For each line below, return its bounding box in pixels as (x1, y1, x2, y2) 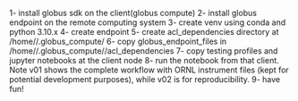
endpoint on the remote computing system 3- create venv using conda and (9, 17, 286, 28)
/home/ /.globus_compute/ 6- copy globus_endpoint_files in (9, 36, 227, 46)
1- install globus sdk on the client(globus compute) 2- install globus (9, 8, 258, 18)
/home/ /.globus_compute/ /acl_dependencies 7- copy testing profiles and (9, 46, 278, 56)
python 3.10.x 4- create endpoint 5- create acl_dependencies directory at (9, 27, 279, 37)
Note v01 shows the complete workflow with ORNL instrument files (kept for (9, 64, 289, 75)
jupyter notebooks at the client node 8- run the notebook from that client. (9, 55, 279, 65)
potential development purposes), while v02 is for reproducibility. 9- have (9, 74, 281, 84)
